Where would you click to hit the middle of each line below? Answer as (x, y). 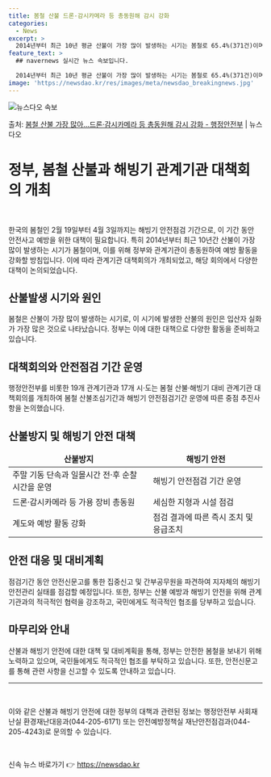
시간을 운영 (32, 487)
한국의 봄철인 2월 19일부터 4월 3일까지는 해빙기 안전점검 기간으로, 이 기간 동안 (131, 229)
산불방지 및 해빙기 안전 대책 (72, 436)
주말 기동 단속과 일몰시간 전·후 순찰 (75, 475)
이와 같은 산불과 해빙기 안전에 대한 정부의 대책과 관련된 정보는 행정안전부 (122, 711)
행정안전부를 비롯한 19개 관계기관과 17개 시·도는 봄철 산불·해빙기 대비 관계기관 (130, 388)
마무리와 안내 (39, 630)
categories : (28, 23)
